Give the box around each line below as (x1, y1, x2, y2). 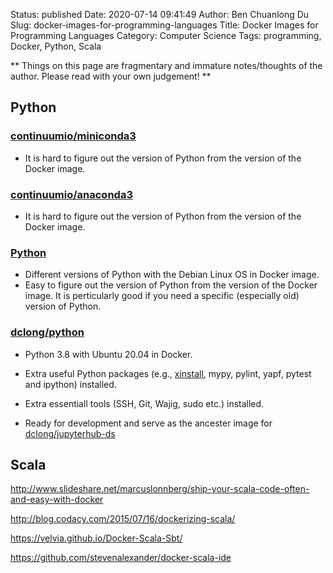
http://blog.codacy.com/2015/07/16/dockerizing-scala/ (10, 513, 236, 525)
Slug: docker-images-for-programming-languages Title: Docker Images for (10, 19, 319, 31)
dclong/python (10, 325, 85, 339)
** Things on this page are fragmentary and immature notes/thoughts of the (10, 60, 323, 71)
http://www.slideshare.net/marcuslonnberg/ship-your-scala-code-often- (10, 483, 310, 495)
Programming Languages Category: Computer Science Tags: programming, (10, 30, 322, 41)
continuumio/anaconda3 (10, 187, 133, 201)
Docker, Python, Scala (10, 40, 102, 52)
